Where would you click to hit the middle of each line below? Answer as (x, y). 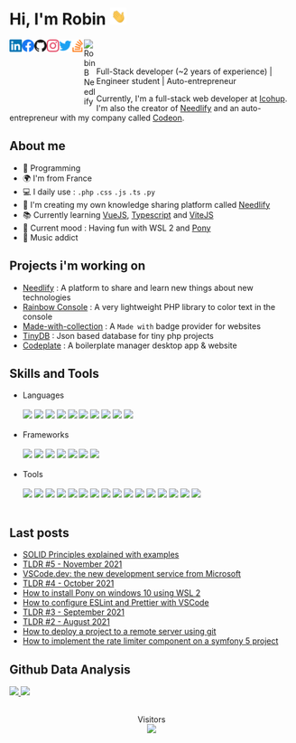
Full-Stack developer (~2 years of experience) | (184, 71)
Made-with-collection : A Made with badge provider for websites (142, 326)
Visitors (152, 719)
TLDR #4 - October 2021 (68, 583)
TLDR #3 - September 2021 (73, 612)
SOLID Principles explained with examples (101, 555)
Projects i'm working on (78, 266)
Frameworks (46, 435)
